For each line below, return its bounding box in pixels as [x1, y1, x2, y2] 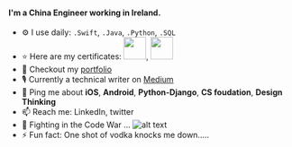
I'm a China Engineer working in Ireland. [8, 7, 161, 18]
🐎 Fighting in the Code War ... [21, 119, 132, 130]
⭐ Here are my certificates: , [21, 51, 150, 62]
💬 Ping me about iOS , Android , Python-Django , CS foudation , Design [21, 87, 283, 98]
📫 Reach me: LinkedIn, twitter [21, 107, 134, 117]
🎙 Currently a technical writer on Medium [21, 74, 174, 85]
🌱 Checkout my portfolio [21, 64, 113, 75]
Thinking [21, 97, 56, 108]
